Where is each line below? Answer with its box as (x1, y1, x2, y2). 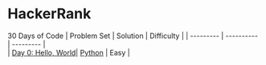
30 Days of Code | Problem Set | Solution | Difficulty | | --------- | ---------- (7, 31, 259, 40)
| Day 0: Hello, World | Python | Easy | (7, 48, 130, 57)
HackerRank (7, 5, 92, 23)
